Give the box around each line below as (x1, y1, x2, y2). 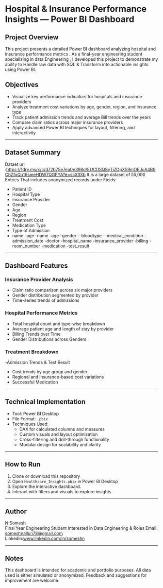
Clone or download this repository (12, 473, 81, 479)
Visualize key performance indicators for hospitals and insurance (12, 93, 142, 99)
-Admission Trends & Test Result (5, 359, 70, 365)
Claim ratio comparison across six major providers (12, 287, 113, 293)
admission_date (12, 238, 44, 243)
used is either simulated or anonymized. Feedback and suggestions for (5, 572, 147, 578)
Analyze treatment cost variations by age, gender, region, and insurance (12, 104, 157, 110)
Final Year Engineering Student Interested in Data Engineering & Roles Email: (5, 525, 158, 531)
